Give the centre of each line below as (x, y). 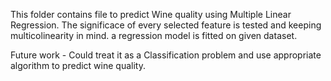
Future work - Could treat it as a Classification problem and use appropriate (166, 55)
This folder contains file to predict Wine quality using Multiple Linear (151, 14)
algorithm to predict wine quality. (78, 65)
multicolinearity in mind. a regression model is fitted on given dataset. (154, 35)
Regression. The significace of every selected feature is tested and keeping (166, 25)
